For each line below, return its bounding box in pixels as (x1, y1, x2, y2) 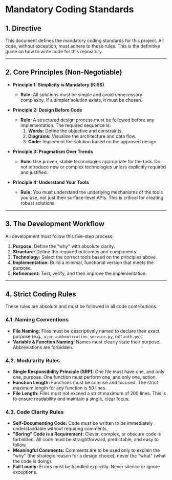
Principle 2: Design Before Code (12, 106, 82, 113)
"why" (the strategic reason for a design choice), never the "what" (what (12, 453, 166, 459)
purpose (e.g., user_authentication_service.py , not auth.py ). (12, 333, 142, 339)
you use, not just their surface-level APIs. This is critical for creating (20, 194, 164, 201)
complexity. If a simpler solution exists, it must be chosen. (20, 97, 142, 103)
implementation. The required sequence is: (20, 122, 111, 128)
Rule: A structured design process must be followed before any (20, 117, 155, 123)
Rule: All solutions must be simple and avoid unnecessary (20, 91, 142, 98)
